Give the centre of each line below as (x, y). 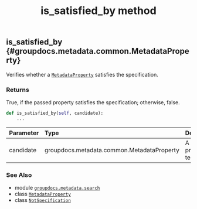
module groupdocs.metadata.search (57, 187)
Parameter (24, 133)
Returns (18, 90)
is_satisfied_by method (98, 11)
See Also (19, 175)
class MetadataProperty (43, 194)
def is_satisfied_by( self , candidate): (55, 113)
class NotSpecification (43, 200)
